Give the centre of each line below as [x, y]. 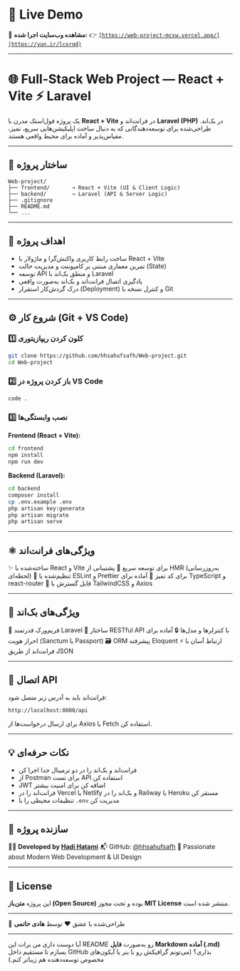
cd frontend [26, 448]
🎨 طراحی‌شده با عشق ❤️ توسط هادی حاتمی [67, 924]
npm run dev [26, 462]
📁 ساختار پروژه [38, 165]
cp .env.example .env [40, 502]
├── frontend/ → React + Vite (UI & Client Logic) [94, 187]
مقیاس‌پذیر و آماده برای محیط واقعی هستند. [66, 135]
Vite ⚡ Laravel [50, 96]
